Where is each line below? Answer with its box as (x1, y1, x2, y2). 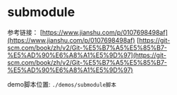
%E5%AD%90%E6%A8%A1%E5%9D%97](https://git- (7, 50, 167, 59)
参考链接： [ (7, 28, 43, 36)
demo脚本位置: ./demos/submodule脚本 (7, 80, 116, 88)
